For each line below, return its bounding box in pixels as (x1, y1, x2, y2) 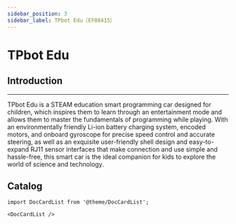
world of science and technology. (7, 159, 104, 169)
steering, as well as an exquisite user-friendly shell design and (7, 138, 188, 146)
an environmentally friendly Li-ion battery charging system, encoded (7, 122, 206, 131)
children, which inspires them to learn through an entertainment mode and (7, 107, 223, 116)
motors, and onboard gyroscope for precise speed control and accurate (7, 130, 216, 138)
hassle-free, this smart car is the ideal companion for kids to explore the (7, 152, 216, 161)
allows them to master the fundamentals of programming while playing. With (7, 115, 228, 124)
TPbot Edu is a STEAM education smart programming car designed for (7, 100, 212, 109)
